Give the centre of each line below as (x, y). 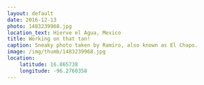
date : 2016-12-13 (32, 20)
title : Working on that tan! (49, 39)
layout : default (30, 13)
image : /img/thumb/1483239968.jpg (57, 52)
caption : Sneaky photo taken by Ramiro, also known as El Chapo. (102, 45)
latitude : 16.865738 (49, 64)
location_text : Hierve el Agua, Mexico (64, 33)
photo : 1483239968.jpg (39, 26)
